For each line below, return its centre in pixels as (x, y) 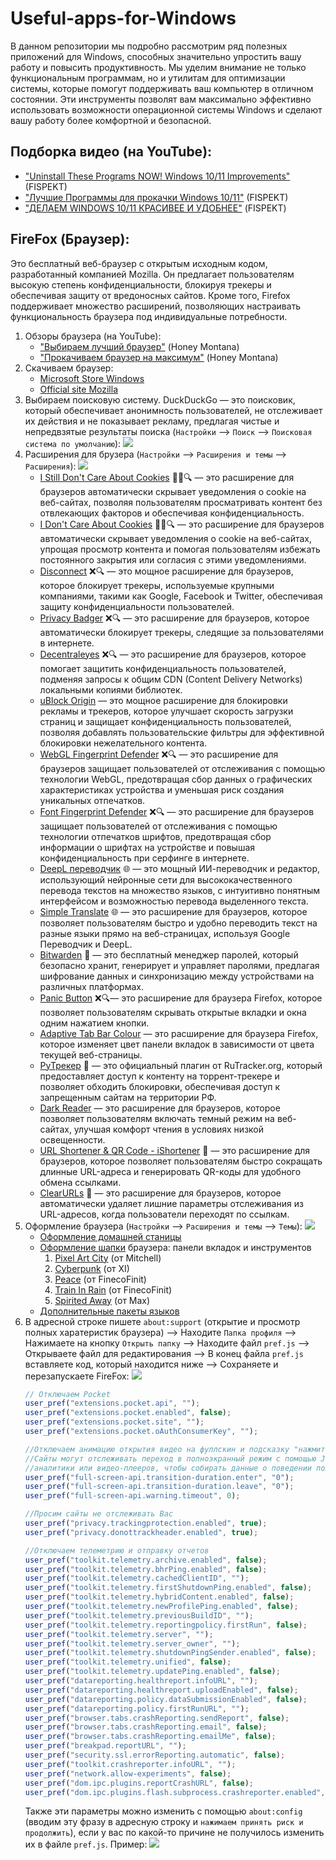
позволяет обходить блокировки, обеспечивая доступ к (160, 1086)
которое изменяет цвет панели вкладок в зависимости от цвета (177, 1044)
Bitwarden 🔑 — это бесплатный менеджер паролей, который (169, 954)
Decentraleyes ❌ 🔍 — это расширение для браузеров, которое (173, 654)
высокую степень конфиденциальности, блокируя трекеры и (141, 284)
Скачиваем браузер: (69, 368)
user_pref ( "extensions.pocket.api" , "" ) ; (112, 1403)
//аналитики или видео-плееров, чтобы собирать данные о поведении (168, 1468)
